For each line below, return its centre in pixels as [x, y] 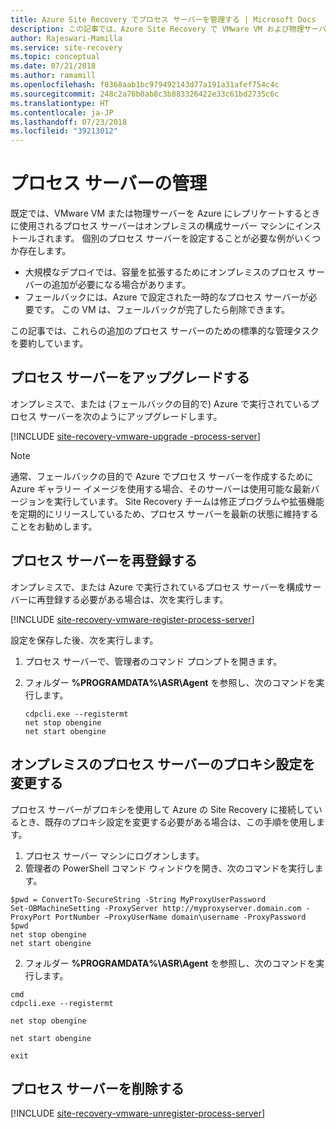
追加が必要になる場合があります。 [121, 285]
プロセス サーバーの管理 [109, 183]
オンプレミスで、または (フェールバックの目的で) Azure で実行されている [160, 403]
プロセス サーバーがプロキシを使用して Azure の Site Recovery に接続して [162, 809]
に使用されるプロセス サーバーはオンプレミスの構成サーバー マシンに [153, 226]
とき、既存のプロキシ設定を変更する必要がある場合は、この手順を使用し [167, 822]
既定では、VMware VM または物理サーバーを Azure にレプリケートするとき [165, 213]
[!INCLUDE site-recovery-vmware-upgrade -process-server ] [135, 436]
